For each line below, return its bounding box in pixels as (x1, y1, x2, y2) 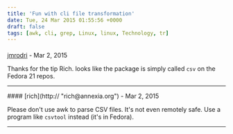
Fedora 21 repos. (7, 72, 55, 80)
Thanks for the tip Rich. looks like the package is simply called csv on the (7, 64, 216, 73)
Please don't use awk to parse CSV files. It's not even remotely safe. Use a (7, 105, 221, 113)
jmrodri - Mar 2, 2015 (7, 51, 68, 59)
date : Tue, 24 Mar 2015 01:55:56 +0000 (7, 17, 123, 24)
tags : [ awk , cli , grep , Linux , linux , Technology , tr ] (7, 29, 169, 37)
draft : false (7, 23, 45, 30)
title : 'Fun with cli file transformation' (7, 10, 135, 17)
